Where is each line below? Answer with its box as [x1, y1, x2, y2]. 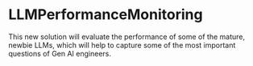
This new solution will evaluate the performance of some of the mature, [8, 32, 246, 41]
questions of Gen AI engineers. [8, 49, 111, 58]
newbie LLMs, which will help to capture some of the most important [8, 40, 236, 49]
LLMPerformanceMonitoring [8, 6, 203, 24]
